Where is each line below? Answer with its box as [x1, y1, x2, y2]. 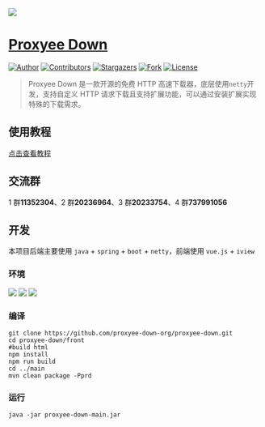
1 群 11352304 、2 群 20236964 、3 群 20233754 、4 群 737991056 [8, 197, 228, 207]
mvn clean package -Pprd [8, 371, 92, 380]
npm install [8, 350, 48, 358]
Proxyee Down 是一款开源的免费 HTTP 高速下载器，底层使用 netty [27, 79, 248, 88]
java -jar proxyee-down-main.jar [8, 411, 121, 419]
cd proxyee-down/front [8, 336, 85, 344]
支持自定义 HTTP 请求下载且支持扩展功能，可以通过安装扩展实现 [42, 89, 257, 99]
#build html [8, 343, 48, 352]
